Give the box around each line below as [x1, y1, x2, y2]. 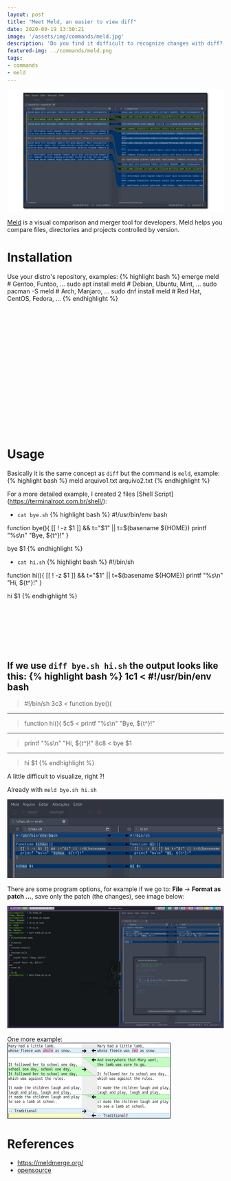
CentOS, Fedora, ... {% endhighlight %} [7, 294, 118, 302]
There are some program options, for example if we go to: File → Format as [7, 885, 221, 893]
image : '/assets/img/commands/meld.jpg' [7, 33, 125, 40]
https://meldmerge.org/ [16, 1159, 84, 1167]
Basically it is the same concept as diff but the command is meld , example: [7, 469, 220, 477]
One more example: [7, 1035, 63, 1043]
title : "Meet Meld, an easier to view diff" [7, 18, 137, 25]
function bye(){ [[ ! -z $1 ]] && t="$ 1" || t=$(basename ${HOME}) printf [7, 523, 207, 532]
